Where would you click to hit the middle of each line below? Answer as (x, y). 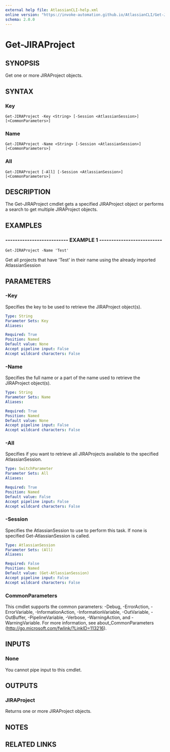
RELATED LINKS (31, 745)
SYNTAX (19, 91)
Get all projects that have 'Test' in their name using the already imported (80, 260)
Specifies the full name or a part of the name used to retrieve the (73, 378)
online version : (22, 15)
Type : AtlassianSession (30, 545)
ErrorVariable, (20, 612)
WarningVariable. (23, 623)
